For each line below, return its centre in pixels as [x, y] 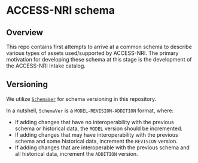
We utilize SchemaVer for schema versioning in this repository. [81, 99]
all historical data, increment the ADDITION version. [77, 153]
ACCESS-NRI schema [61, 10]
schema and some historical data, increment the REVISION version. [96, 141]
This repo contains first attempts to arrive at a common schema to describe [99, 47]
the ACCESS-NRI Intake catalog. [46, 66]
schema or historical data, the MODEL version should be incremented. [99, 128]
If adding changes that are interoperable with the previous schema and [102, 147]
